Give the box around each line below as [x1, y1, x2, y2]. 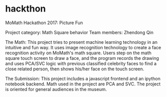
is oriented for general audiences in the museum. [5, 86, 107, 92]
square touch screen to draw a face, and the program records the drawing [5, 55, 159, 61]
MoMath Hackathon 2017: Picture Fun [5, 20, 83, 26]
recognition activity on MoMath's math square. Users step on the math [5, 50, 152, 56]
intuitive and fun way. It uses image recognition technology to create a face [5, 44, 161, 50]
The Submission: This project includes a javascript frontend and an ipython [5, 75, 161, 81]
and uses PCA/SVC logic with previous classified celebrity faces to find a [5, 60, 157, 66]
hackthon [5, 3, 46, 15]
